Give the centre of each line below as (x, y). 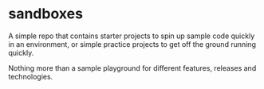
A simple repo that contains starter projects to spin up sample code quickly (132, 36)
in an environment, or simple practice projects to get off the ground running (132, 44)
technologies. (31, 76)
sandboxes (46, 14)
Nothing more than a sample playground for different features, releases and (132, 68)
